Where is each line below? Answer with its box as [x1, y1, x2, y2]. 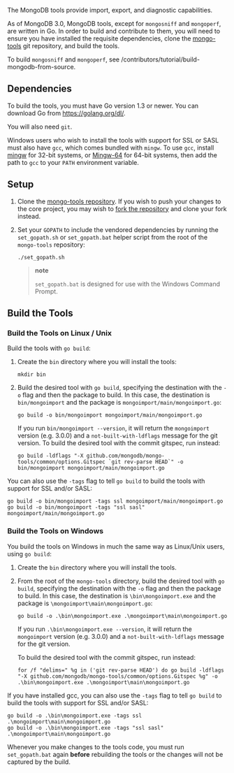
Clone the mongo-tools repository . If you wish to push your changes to [17, 197, 221, 205]
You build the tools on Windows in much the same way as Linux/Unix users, [7, 542, 225, 551]
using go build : [7, 549, 52, 558]
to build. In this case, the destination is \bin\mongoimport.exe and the [17, 591, 217, 600]
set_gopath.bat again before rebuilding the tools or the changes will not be [7, 750, 224, 758]
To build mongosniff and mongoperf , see [7, 55, 120, 64]
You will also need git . [7, 122, 73, 131]
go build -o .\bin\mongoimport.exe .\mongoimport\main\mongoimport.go [17, 612, 228, 619]
